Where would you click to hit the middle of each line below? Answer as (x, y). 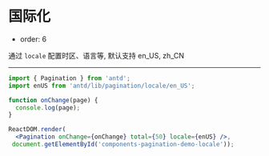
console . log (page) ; (48, 108)
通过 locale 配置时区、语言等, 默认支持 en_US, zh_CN (96, 55)
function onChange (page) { (53, 100)
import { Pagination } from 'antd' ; (69, 78)
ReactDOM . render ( (37, 130)
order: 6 (33, 39)
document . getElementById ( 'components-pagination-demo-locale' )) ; (123, 145)
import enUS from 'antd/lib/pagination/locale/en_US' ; (102, 86)
